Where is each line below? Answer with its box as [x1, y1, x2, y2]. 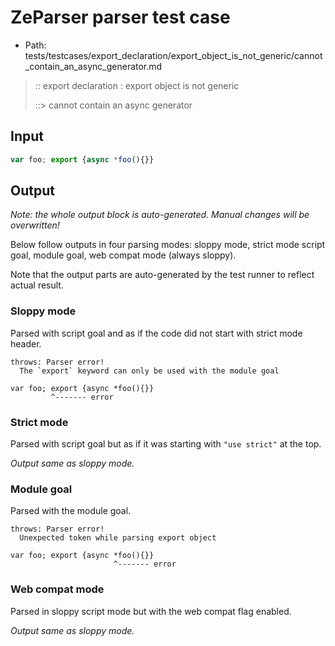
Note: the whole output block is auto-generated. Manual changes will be [10, 209, 310, 221]
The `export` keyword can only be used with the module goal [19, 366, 280, 376]
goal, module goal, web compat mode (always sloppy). [10, 249, 237, 261]
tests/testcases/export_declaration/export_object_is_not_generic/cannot [24, 49, 323, 61]
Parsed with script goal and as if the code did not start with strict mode [10, 327, 303, 339]
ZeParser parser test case [10, 6, 231, 29]
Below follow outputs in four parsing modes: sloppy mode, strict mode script [10, 239, 326, 251]
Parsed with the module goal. [10, 505, 132, 517]
